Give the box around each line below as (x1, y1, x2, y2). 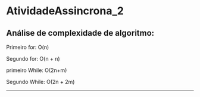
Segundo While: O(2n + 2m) (6, 79, 75, 85)
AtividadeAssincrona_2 (6, 4, 124, 18)
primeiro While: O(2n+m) (6, 67, 67, 74)
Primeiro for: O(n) (6, 43, 49, 51)
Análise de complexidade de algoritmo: (6, 28, 155, 38)
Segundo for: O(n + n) (6, 55, 61, 62)
